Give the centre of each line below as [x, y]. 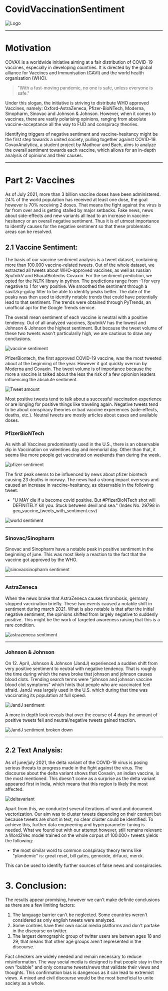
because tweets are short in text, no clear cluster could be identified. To [79, 819]
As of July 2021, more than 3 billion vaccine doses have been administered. [83, 194]
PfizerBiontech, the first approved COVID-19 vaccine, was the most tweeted [83, 358]
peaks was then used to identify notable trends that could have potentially [81, 297]
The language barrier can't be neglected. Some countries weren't [80, 915]
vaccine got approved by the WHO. [41, 560]
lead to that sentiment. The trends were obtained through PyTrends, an [78, 302]
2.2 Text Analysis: [34, 750]
